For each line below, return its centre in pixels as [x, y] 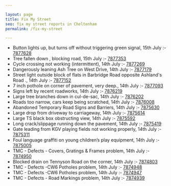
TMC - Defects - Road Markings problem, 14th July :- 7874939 [79, 178]
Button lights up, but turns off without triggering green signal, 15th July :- [89, 48]
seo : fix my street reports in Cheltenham [51, 24]
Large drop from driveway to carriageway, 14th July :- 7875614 [79, 113]
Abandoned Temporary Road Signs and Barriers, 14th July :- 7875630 [86, 107]
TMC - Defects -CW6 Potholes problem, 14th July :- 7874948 [77, 167]
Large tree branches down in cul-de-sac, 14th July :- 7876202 [78, 97]
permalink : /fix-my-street [34, 29]
